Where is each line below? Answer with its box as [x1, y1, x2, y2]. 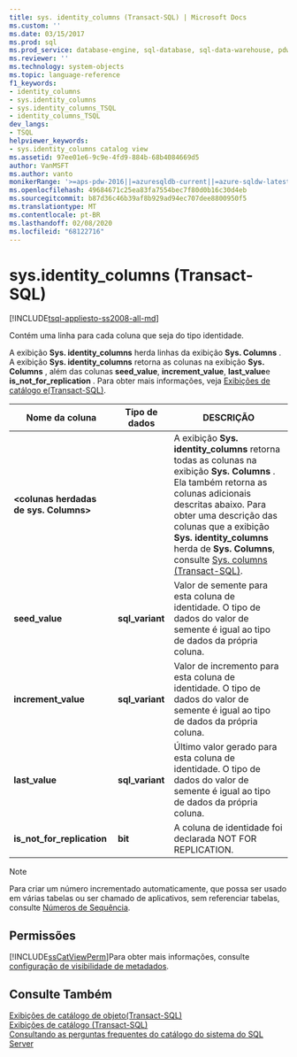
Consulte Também [9, 986, 113, 1001]
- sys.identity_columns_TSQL [9, 104, 117, 112]
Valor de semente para [173, 579, 268, 591]
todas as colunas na [173, 454, 257, 467]
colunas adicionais [173, 488, 252, 500]
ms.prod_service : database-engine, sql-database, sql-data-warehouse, [9, 46, 275, 55]
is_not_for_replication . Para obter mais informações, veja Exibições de [9, 375, 271, 386]
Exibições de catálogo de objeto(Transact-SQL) [9, 1010, 183, 1021]
